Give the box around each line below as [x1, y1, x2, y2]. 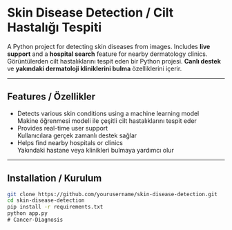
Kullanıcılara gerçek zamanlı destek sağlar [17, 131, 137, 140]
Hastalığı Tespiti [7, 19, 102, 35]
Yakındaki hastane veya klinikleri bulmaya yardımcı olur [17, 146, 174, 154]
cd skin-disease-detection [7, 197, 85, 204]
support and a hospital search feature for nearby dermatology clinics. [7, 50, 208, 58]
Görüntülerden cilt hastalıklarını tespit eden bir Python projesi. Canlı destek [7, 57, 221, 65]
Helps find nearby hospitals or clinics [17, 138, 123, 146]
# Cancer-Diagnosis [7, 216, 64, 224]
